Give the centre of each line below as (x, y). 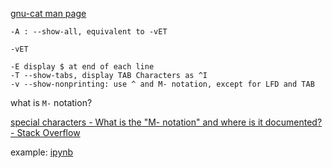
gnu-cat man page (48, 13)
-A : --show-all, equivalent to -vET (89, 32)
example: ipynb (42, 152)
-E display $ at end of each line (82, 67)
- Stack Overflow (45, 132)
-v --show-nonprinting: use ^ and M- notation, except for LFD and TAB (162, 84)
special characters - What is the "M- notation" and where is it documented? (166, 122)
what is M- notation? (51, 102)
